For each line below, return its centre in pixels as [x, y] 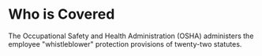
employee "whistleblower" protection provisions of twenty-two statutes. [125, 44]
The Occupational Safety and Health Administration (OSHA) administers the [131, 36]
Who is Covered [62, 14]
